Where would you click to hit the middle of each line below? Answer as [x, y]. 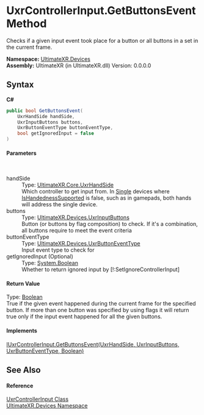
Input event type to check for [58, 250]
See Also [24, 370]
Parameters [21, 153]
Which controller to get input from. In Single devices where [96, 192]
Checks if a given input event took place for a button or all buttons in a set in [102, 40]
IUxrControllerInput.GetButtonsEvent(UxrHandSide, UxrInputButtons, [93, 344]
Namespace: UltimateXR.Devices [48, 59]
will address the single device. [60, 204]
